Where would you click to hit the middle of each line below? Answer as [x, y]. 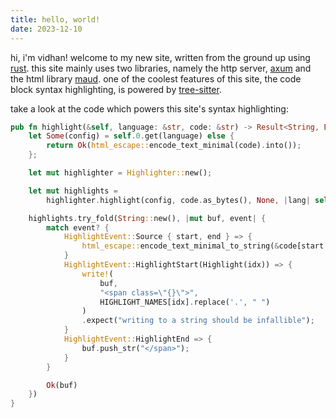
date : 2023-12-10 [46, 29]
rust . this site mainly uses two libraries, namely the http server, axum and [161, 68]
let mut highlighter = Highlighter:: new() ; [120, 173]
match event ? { [78, 227]
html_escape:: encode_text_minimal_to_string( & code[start [203, 246]
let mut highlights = [73, 191]
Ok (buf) [62, 385]
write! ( [97, 274]
